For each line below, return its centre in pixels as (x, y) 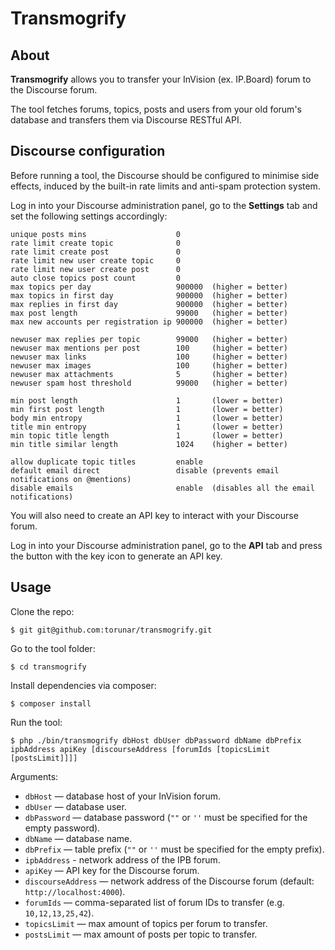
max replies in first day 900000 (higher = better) (149, 304)
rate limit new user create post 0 (96, 269)
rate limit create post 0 (96, 252)
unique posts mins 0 (96, 234)
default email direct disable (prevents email (145, 470)
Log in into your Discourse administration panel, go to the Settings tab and (164, 205)
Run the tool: (36, 722)
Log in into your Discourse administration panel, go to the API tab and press (166, 545)
